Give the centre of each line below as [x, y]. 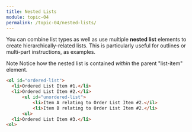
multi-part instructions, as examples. [51, 52]
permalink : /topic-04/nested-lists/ [51, 22]
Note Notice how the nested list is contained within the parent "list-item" [95, 63]
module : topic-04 [28, 17]
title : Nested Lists [32, 12]
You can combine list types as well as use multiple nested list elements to [96, 40]
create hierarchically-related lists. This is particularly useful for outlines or [96, 46]
